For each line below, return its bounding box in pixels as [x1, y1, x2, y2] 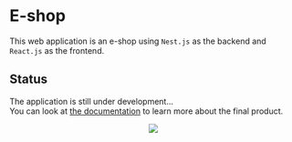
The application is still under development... [9, 96, 174, 106]
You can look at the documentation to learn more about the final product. [9, 106, 284, 117]
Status [9, 72, 48, 87]
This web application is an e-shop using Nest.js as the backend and [9, 35, 266, 46]
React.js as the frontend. [9, 45, 105, 56]
